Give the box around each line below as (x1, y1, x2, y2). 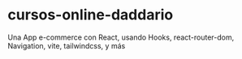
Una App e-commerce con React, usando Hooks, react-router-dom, (7, 32, 235, 42)
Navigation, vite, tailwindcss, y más (7, 40, 126, 50)
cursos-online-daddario (7, 6, 174, 24)
